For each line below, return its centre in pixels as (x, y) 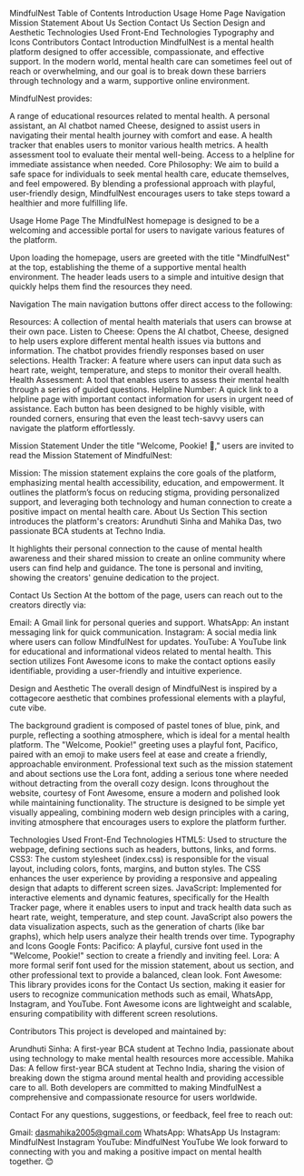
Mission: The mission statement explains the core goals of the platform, (143, 473)
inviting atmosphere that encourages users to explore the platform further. (148, 822)
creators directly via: (48, 605)
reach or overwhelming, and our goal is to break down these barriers (138, 71)
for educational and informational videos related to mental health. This (141, 651)
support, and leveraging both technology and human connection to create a (151, 502)
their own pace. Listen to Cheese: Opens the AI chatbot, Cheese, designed (149, 332)
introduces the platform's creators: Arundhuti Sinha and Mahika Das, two (146, 521)
